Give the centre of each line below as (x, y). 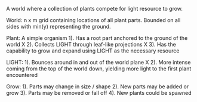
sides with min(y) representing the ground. (59, 27)
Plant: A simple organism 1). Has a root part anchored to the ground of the (97, 38)
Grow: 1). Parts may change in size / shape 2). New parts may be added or (98, 86)
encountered (22, 75)
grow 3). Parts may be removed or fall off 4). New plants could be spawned (99, 93)
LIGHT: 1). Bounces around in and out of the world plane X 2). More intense (98, 62)
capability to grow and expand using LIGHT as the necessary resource (93, 51)
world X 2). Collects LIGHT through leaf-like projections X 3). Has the (91, 44)
